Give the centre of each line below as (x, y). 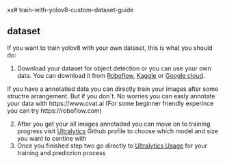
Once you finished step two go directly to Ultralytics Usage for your (112, 146)
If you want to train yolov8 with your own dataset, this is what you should (110, 48)
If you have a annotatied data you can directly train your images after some (113, 89)
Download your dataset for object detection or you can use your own (114, 68)
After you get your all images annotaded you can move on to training (114, 124)
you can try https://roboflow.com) (55, 110)
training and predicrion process (61, 152)
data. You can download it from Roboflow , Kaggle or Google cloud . (111, 75)
